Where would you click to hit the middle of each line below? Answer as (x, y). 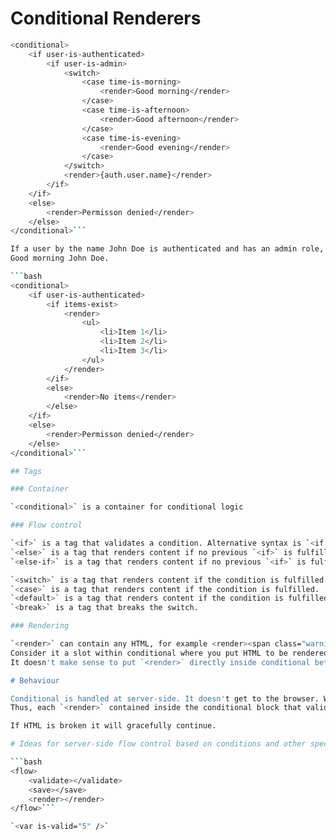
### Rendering (40, 626)
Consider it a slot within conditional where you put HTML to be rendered (169, 653)
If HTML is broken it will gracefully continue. (113, 726)
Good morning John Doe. (60, 258)
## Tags (26, 471)
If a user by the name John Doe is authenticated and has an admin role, (167, 249)
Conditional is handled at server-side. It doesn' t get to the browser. (165, 698)
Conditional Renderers (106, 18)
